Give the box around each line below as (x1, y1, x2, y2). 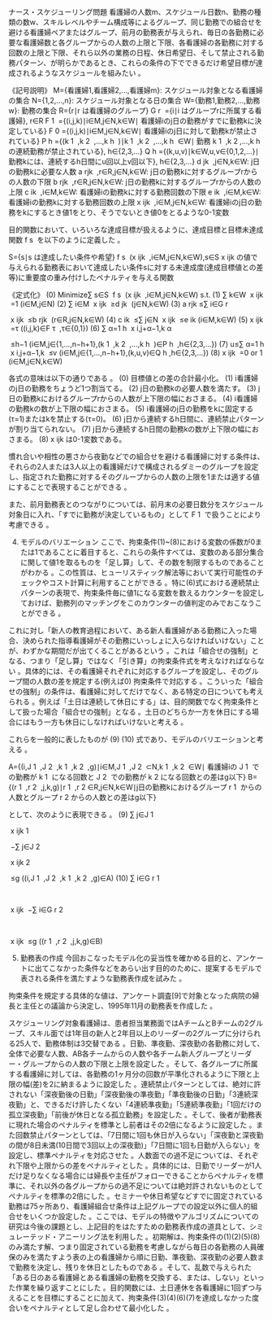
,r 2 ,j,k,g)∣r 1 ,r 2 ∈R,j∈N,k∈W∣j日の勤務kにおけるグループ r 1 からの (25, 782, 262, 792)
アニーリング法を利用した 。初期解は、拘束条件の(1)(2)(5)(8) (58, 1232, 261, 1241)
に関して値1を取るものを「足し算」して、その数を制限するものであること (19, 557, 265, 567)
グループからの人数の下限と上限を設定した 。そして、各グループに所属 (22, 1059, 258, 1069)
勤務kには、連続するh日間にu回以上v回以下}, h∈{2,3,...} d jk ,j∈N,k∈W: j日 (8, 157, 261, 166)
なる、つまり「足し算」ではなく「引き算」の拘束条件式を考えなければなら (8, 656, 257, 666)
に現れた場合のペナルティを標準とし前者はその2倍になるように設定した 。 (8, 1120, 257, 1130)
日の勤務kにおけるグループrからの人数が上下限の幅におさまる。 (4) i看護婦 (8, 394, 258, 403)
